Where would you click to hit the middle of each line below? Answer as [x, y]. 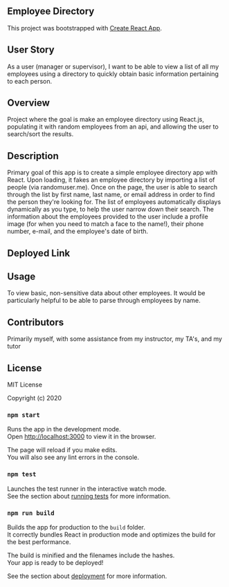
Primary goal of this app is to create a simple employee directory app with [112, 173]
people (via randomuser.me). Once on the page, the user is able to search [112, 187]
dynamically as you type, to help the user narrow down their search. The [111, 209]
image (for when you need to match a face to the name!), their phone [106, 224]
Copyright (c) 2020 [35, 398]
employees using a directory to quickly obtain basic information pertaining [113, 74]
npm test [22, 474]
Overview [29, 103]
